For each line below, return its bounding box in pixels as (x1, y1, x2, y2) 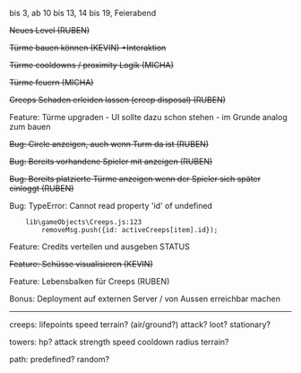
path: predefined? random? (9, 354, 110, 364)
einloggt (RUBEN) (9, 183, 74, 194)
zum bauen (9, 121, 51, 132)
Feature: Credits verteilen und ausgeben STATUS (9, 241, 191, 252)
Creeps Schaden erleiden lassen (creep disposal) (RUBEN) (9, 94, 227, 105)
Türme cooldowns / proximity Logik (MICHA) (9, 60, 175, 70)
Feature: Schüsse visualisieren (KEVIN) (9, 259, 154, 269)
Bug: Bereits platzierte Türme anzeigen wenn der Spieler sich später (9, 174, 262, 184)
